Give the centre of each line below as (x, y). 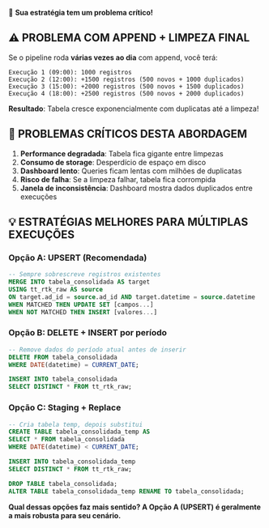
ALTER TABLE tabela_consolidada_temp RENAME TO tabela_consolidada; (126, 491)
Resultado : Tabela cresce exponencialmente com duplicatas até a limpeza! (134, 109)
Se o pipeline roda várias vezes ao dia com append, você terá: (113, 57)
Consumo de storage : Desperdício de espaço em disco (113, 162)
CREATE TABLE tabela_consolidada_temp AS (79, 432)
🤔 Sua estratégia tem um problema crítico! (81, 13)
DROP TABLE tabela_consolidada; (63, 483)
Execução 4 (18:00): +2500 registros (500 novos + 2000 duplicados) (126, 93)
